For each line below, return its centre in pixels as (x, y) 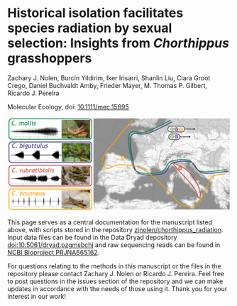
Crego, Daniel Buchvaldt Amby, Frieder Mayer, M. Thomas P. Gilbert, (108, 85)
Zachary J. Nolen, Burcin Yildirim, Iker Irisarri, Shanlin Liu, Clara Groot (109, 78)
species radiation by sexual (90, 28)
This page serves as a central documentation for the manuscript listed (110, 222)
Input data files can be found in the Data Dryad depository (92, 237)
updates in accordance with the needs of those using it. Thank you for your (117, 288)
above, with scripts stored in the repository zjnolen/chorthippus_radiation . (115, 229)
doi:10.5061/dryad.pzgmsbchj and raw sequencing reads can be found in (114, 245)
